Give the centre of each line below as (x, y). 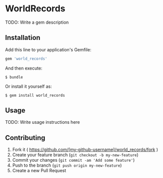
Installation (23, 38)
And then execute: (24, 68)
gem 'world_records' (26, 59)
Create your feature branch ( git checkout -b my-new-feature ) (75, 155)
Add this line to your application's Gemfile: (48, 49)
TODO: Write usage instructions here (42, 122)
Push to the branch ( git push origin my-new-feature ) (67, 165)
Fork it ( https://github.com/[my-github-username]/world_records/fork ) (85, 150)
